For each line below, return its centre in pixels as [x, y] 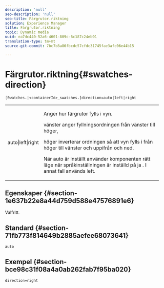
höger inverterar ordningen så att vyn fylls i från [98, 142]
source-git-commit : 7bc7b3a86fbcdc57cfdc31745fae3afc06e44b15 [70, 46]
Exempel [19, 262]
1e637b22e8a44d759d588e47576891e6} [70, 201]
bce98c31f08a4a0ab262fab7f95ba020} [68, 269]
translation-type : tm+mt [30, 41]
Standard [20, 228]
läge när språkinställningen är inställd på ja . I [95, 165]
